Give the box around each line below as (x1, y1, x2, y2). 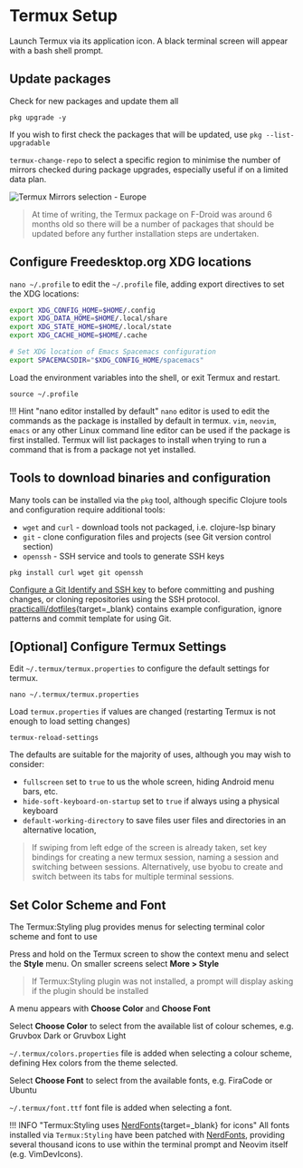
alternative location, (22, 824, 97, 835)
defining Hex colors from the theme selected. (9, 1057, 178, 1068)
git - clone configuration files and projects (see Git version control (22, 531, 271, 542)
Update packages (9, 72, 111, 87)
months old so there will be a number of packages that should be (31, 219, 274, 229)
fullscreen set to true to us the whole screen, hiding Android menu (22, 776, 274, 787)
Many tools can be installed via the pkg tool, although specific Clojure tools (9, 494, 288, 505)
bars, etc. (22, 786, 59, 797)
